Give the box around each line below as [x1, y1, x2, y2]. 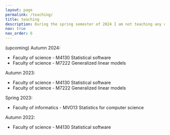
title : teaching [5, 17, 39, 22]
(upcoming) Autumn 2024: [5, 45, 61, 51]
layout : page [5, 7, 33, 13]
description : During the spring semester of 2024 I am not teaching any [5, 21, 162, 27]
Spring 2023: [5, 95, 33, 101]
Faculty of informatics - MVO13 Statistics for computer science [12, 105, 144, 110]
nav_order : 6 [5, 31, 33, 36]
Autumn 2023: [5, 70, 35, 76]
